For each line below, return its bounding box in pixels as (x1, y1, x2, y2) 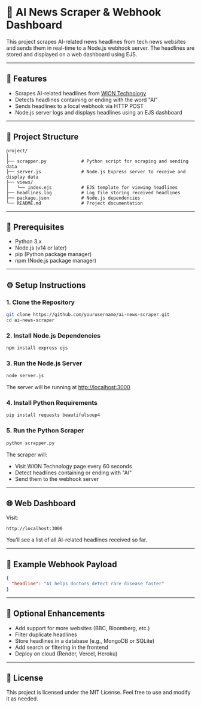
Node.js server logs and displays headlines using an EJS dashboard (14, 109, 182, 116)
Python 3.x (14, 238, 42, 245)
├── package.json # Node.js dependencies (6, 195, 141, 201)
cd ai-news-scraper (6, 317, 55, 323)
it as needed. (6, 695, 39, 702)
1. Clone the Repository (6, 298, 75, 306)
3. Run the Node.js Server (6, 359, 83, 368)
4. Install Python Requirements (6, 399, 98, 407)
